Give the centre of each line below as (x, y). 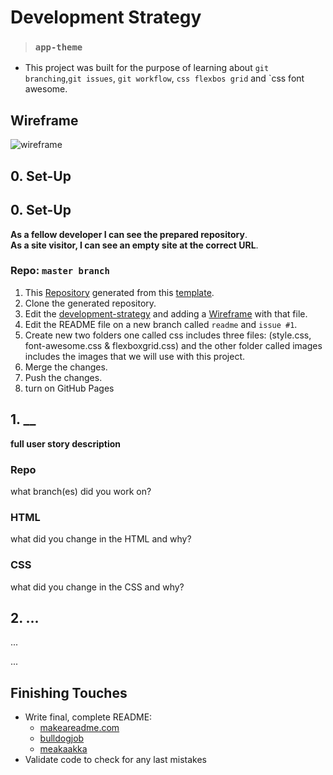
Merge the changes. (66, 367)
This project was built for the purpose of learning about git (147, 68)
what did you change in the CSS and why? (97, 587)
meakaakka (63, 749)
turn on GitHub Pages (69, 388)
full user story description (66, 443)
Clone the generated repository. (90, 303)
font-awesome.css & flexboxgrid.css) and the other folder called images (173, 345)
